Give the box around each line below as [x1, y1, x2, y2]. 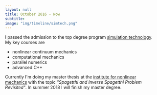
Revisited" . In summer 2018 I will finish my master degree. [5, 84, 122, 91]
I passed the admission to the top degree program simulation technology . [5, 34, 153, 40]
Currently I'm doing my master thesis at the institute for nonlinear [5, 74, 136, 80]
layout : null [5, 7, 32, 12]
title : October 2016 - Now [5, 12, 60, 17]
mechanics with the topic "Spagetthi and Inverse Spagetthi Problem [5, 79, 142, 85]
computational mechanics [12, 54, 65, 60]
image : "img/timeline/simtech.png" [5, 21, 78, 26]
